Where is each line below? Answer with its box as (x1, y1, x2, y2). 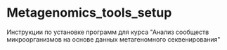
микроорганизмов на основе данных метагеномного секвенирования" (6, 35, 221, 43)
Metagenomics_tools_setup (6, 5, 172, 21)
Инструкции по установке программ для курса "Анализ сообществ (6, 28, 209, 36)
